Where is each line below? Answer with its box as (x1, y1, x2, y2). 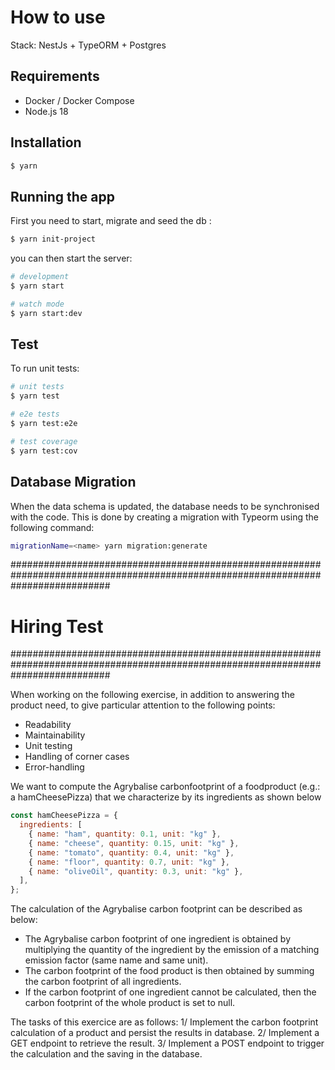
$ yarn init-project (10, 234, 97, 245)
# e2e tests (10, 409, 60, 420)
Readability (24, 719, 72, 731)
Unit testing (24, 740, 73, 752)
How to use (10, 6, 106, 29)
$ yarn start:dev (10, 308, 83, 318)
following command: (10, 521, 95, 533)
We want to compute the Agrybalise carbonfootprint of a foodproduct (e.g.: (10, 781, 321, 793)
